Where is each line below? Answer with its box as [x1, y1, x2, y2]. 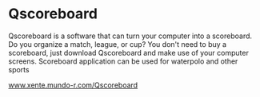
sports [8, 64, 30, 74]
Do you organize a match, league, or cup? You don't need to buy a [8, 39, 226, 48]
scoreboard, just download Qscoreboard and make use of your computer [8, 48, 250, 57]
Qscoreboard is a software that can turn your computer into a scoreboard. [8, 31, 253, 41]
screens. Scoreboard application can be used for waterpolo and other [8, 56, 238, 66]
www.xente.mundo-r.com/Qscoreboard [8, 80, 138, 90]
